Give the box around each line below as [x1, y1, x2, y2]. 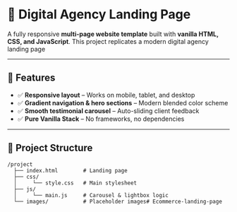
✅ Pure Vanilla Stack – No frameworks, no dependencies [17, 114, 185, 123]
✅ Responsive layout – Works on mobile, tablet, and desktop [17, 90, 195, 99]
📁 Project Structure [7, 142, 93, 154]
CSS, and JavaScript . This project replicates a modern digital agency [7, 37, 209, 45]
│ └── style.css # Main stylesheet [13, 179, 138, 187]
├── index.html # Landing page [13, 167, 128, 174]
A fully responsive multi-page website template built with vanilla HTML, [7, 30, 219, 38]
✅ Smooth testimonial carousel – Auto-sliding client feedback [17, 106, 200, 115]
